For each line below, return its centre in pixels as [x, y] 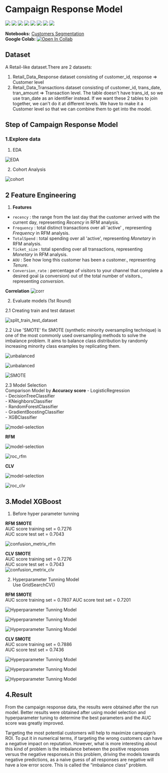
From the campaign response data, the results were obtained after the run [82, 707]
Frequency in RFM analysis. [41, 233]
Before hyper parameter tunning [46, 514]
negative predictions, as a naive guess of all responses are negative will [80, 759]
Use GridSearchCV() [34, 585]
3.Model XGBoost [33, 502]
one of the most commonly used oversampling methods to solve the [76, 336]
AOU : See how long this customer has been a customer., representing [84, 260]
